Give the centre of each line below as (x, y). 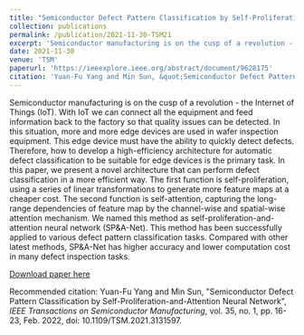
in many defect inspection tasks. (70, 256)
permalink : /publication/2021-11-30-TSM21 (90, 34)
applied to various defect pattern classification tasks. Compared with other (149, 237)
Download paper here (50, 273)
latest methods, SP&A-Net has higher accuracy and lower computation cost (150, 246)
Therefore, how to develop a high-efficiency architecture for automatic (141, 150)
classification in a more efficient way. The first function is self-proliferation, (149, 179)
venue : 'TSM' (34, 60)
